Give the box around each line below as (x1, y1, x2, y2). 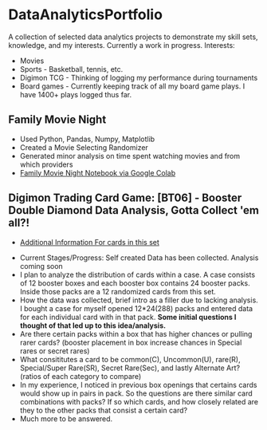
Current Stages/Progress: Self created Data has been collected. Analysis (19, 253, 259, 262)
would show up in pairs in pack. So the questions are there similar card (19, 389, 253, 398)
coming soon (19, 261, 64, 270)
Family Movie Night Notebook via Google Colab (19, 168, 176, 177)
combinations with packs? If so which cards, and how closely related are (19, 396, 259, 406)
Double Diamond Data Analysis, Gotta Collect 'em (8, 203, 260, 217)
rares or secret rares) (19, 345, 90, 356)
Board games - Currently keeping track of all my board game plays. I (19, 81, 245, 91)
